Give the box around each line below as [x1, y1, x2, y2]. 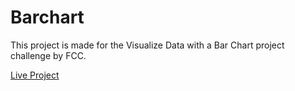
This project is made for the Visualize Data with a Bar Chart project [10, 39, 285, 51]
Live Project [10, 69, 60, 81]
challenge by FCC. [10, 49, 87, 61]
